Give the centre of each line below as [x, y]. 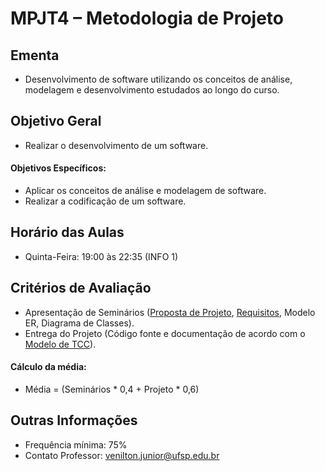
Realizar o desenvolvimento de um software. [116, 145]
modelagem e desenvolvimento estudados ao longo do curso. [152, 90]
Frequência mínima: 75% [76, 444]
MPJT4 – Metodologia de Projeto [147, 18]
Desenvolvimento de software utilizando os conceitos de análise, [158, 79]
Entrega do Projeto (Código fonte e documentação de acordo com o [165, 333]
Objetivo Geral [56, 121]
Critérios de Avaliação [81, 288]
